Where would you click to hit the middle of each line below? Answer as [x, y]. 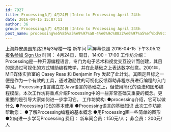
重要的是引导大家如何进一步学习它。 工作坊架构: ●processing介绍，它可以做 [85, 99]
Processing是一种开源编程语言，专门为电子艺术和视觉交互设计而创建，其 [82, 61]
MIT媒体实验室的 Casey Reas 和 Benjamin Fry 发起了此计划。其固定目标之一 [85, 74]
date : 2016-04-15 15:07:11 [34, 19]
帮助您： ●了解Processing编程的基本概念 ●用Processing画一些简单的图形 [83, 112]
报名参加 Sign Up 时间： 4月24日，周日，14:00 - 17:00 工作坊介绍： [76, 55]
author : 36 [17, 24]
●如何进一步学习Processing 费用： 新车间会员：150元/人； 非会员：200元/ [84, 118]
